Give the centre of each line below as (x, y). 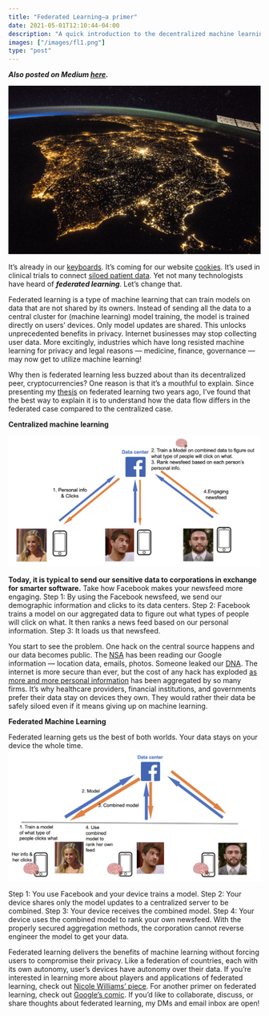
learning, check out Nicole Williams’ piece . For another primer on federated (132, 986)
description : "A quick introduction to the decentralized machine (121, 34)
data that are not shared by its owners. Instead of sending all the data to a (130, 308)
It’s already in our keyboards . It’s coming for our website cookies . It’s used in (134, 267)
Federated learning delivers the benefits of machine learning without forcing (134, 952)
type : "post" (30, 51)
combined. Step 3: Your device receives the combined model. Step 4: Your (131, 911)
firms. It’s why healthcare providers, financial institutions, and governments (132, 689)
